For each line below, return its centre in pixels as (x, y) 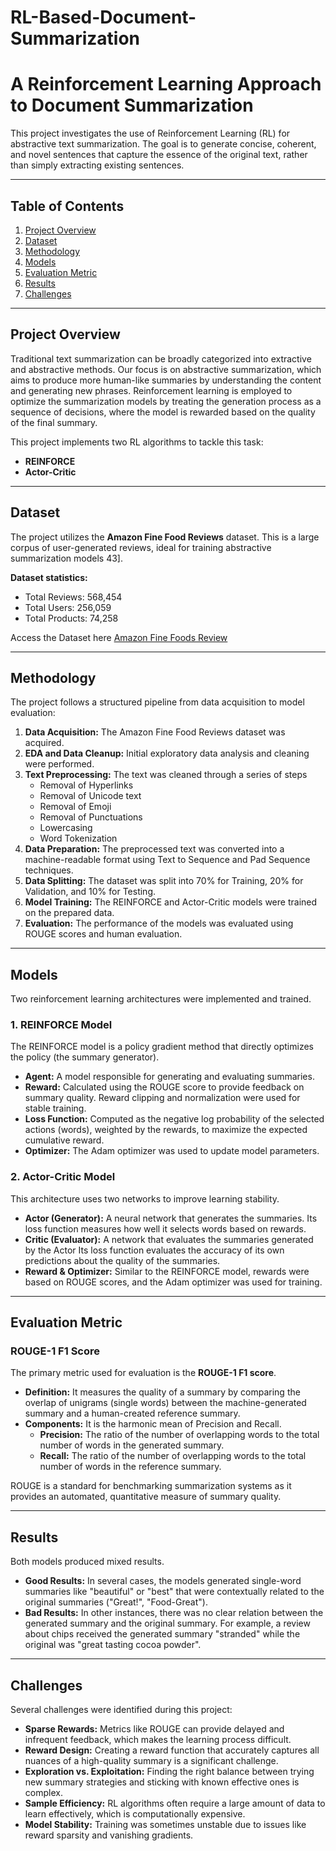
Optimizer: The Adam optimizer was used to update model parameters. (172, 1151)
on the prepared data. (69, 913)
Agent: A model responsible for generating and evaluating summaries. (169, 1077)
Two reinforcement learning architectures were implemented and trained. (161, 999)
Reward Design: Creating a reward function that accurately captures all (172, 1750)
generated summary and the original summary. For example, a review (167, 1623)
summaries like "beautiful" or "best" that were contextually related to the (174, 1592)
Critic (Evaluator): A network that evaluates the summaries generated (169, 1239)
